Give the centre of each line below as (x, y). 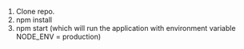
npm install (34, 20)
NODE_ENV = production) (58, 36)
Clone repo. (35, 11)
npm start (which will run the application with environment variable (126, 28)
